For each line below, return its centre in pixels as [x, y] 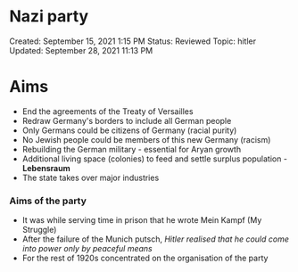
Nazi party [49, 16]
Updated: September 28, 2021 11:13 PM [81, 50]
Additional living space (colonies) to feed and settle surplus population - [155, 159]
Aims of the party [48, 201]
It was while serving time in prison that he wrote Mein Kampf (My [142, 220]
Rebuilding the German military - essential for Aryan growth [132, 149]
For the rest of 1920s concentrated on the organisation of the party [145, 258]
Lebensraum [46, 168]
